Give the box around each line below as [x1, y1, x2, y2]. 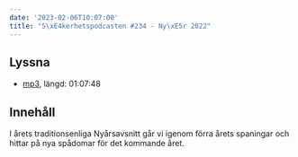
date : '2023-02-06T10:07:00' [9, 13, 119, 22]
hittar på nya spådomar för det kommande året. [9, 138, 185, 149]
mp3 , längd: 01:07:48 [22, 78, 101, 90]
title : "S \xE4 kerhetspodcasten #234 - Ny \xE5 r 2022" [9, 22, 212, 31]
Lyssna [9, 55, 50, 70]
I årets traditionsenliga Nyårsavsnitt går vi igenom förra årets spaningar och [9, 128, 290, 139]
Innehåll [9, 104, 56, 119]
